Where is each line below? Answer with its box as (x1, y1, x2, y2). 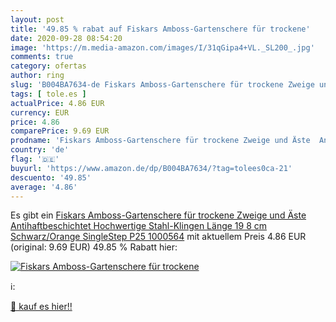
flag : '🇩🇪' (10, 154, 60, 164)
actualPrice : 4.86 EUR (10, 98, 105, 108)
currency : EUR (10, 107, 70, 118)
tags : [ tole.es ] (10, 89, 87, 99)
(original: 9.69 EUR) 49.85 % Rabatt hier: (10, 241, 178, 253)
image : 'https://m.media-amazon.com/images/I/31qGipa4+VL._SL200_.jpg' (10, 42, 315, 53)
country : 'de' (10, 145, 70, 155)
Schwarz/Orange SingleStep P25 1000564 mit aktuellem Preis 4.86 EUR (10, 231, 307, 243)
